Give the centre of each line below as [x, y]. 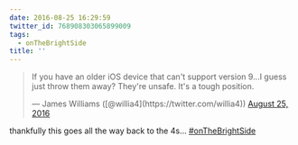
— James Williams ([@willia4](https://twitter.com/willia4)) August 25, [160, 104]
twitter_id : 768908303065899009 [70, 26]
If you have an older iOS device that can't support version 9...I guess [159, 77]
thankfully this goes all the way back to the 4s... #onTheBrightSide [133, 131]
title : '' [28, 51]
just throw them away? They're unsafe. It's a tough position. [143, 86]
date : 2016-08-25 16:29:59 [60, 18]
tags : [19, 34]
